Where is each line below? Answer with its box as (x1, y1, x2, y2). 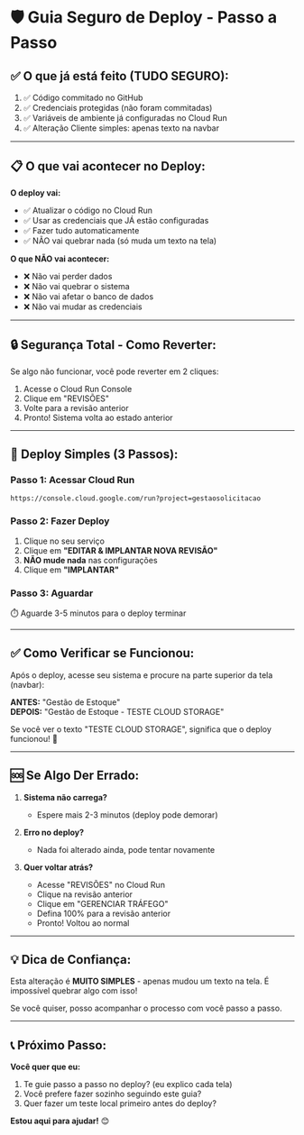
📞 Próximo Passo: (10, 1038, 107, 1053)
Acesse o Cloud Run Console (23, 383, 133, 394)
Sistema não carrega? (23, 792, 107, 802)
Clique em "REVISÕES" (23, 393, 110, 404)
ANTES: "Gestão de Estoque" (10, 696, 121, 708)
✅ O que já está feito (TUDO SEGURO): (10, 69, 229, 84)
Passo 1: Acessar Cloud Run (10, 473, 135, 486)
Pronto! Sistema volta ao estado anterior (23, 412, 174, 423)
